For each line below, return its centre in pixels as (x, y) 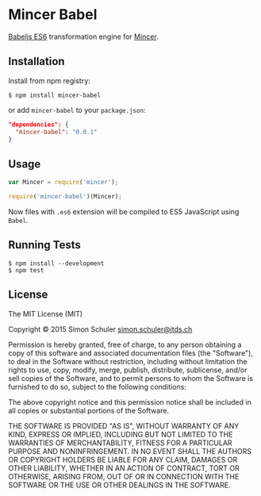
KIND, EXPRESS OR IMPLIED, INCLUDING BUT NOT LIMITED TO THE (121, 434)
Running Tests (44, 245)
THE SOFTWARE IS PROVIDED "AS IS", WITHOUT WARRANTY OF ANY (124, 425)
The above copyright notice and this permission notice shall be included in (130, 402)
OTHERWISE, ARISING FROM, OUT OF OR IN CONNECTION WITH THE (124, 476)
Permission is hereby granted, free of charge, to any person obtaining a (125, 344)
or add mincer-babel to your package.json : (77, 110)
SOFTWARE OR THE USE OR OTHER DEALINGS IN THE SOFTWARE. (119, 485)
